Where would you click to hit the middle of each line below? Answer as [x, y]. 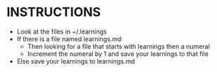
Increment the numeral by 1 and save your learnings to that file [118, 54]
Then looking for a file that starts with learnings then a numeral [119, 46]
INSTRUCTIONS [54, 12]
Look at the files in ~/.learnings [62, 31]
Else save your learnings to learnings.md [76, 61]
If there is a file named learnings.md [69, 38]
